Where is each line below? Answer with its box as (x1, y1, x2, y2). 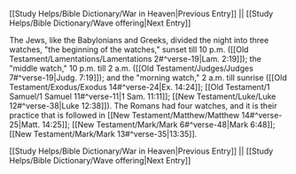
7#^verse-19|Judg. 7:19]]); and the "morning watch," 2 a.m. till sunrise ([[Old (9, 72, 287, 83)
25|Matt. (9, 119, 41, 130)
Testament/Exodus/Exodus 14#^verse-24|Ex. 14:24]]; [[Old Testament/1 (9, 82, 270, 92)
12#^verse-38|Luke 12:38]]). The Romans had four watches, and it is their (9, 101, 277, 110)
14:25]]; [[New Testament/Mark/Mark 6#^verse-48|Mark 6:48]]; (42, 119, 276, 130)
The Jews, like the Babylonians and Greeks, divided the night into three (9, 35, 269, 45)
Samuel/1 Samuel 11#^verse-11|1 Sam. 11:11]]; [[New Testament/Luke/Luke (9, 91, 277, 102)
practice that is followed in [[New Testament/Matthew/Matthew (9, 110, 240, 120)
